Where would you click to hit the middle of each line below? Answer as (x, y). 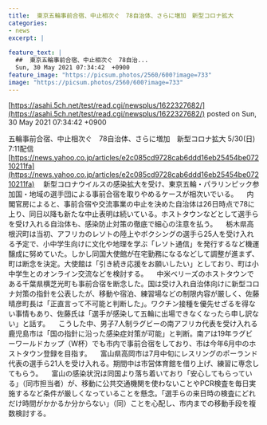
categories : (28, 23)
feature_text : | (35, 53)
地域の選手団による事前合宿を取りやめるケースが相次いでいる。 (133, 194)
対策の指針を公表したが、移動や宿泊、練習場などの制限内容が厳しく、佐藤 (137, 293)
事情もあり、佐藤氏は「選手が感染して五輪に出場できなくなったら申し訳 (133, 313)
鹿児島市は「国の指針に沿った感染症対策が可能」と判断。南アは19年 (120, 333)
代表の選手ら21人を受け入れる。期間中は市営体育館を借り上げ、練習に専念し (134, 363)
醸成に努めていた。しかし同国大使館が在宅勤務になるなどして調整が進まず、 (133, 254)
